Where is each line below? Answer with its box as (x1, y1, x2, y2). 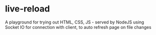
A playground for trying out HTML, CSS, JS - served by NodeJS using (5, 19, 144, 25)
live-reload (5, 3, 50, 14)
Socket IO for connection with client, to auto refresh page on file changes (5, 24, 152, 30)
